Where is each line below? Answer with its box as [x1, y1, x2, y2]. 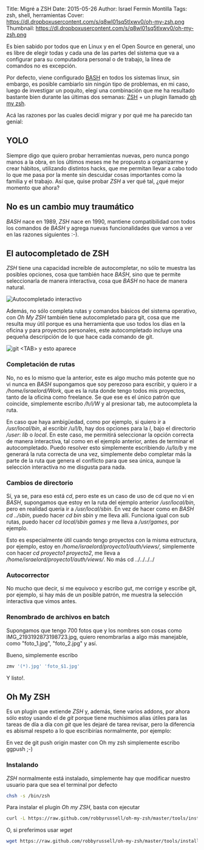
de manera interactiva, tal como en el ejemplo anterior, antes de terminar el [6, 437, 194, 444]
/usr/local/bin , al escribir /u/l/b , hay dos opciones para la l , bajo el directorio [6, 424, 196, 432]
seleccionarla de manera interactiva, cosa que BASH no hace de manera [6, 277, 188, 285]
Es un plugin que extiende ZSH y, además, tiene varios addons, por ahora [6, 708, 190, 715]
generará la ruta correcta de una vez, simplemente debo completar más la [6, 450, 192, 458]
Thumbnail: [6, 24, 35, 32]
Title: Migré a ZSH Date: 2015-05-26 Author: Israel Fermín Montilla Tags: [6, 5, 188, 12]
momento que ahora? [6, 184, 59, 191]
